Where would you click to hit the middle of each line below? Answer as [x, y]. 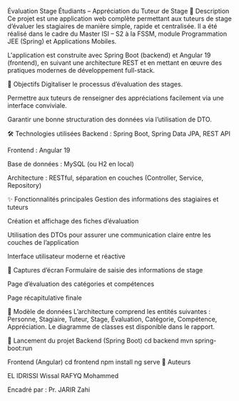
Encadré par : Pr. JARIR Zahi [49, 390]
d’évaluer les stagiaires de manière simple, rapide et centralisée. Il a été [112, 26]
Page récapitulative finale [45, 298]
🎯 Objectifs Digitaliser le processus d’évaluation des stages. [95, 84]
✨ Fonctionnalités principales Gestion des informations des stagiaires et [113, 199]
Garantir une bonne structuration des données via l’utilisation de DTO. [110, 119]
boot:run [20, 348]
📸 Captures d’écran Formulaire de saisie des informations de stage [105, 270]
